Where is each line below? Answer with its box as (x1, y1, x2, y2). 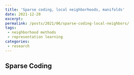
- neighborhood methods (7, 30, 56, 35)
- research (7, 44, 30, 49)
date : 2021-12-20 (5, 12, 41, 17)
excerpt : (5, 16, 23, 21)
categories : (5, 39, 30, 44)
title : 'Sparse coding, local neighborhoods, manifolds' (5, 7, 125, 12)
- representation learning (7, 35, 63, 40)
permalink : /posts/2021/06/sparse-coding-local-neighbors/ (5, 21, 130, 26)
